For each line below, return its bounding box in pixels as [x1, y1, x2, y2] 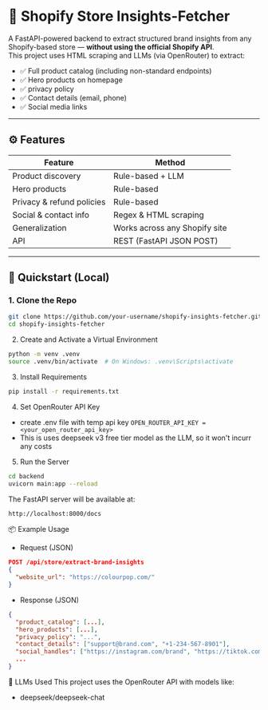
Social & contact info [12, 209, 90, 220]
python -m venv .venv [8, 351, 81, 359]
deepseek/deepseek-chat [19, 692, 105, 702]
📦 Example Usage [8, 525, 70, 534]
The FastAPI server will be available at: [8, 494, 136, 504]
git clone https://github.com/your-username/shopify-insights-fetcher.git [8, 313, 262, 321]
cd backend [8, 472, 45, 480]
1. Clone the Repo [8, 295, 77, 306]
